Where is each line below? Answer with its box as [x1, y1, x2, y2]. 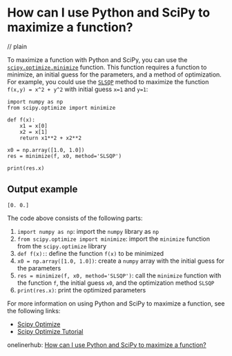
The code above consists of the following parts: [7, 214, 143, 222]
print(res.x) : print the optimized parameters [17, 286, 146, 294]
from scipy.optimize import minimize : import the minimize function [17, 235, 211, 243]
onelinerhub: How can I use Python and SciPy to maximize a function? [7, 340, 207, 349]
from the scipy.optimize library [17, 241, 107, 250]
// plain [7, 42, 28, 50]
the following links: [7, 306, 61, 315]
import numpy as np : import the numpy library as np [17, 227, 159, 235]
